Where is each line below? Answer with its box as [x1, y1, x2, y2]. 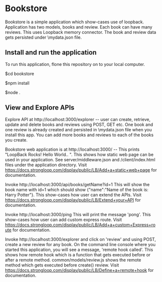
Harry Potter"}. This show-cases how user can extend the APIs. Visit [5, 192, 142, 198]
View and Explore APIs [5, 104, 75, 112]
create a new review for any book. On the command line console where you [5, 241, 156, 247]
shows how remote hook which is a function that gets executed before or [5, 251, 151, 257]
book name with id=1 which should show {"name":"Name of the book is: [5, 187, 148, 192]
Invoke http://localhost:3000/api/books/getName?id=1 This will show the [5, 181, 150, 187]
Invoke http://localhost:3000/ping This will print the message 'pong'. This [5, 211, 151, 217]
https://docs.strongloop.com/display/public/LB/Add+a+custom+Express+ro [5, 221, 156, 228]
